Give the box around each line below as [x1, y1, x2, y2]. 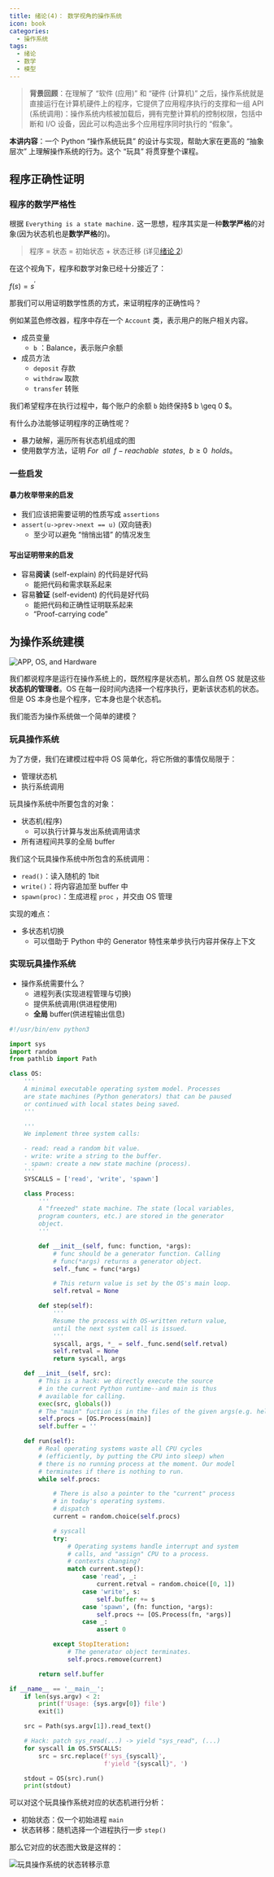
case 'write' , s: [81, 1587, 141, 1596]
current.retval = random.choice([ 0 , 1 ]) [96, 1581, 235, 1589]
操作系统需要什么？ [20, 978, 86, 988]
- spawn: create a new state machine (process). [24, 1160, 192, 1169]
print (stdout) [24, 1782, 72, 1790]
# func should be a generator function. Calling [52, 1249, 221, 1258]
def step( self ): [38, 1302, 94, 1310]
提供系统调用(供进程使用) [33, 998, 117, 1008]
